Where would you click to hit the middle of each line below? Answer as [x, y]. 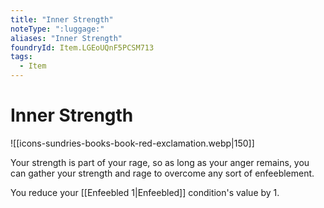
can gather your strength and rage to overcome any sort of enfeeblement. [162, 173]
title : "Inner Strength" [62, 19]
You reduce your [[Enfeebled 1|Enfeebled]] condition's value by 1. [145, 192]
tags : [21, 57]
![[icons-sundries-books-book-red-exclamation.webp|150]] [132, 143]
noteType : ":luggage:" [57, 29]
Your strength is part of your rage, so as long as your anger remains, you [160, 162]
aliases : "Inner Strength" [66, 38]
